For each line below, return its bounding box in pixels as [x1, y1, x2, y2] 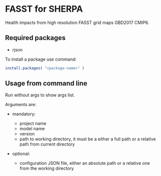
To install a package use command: [5, 56, 77, 62]
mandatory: [12, 111, 36, 117]
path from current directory [19, 141, 75, 147]
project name [19, 121, 47, 127]
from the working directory [19, 165, 74, 172]
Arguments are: [5, 102, 37, 108]
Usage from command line [5, 79, 87, 88]
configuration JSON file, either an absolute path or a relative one [19, 160, 150, 166]
